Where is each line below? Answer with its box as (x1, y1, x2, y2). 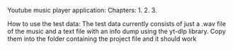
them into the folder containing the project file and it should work (7, 35, 197, 43)
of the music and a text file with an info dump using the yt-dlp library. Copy (7, 27, 227, 35)
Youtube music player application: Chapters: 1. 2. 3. (7, 6, 157, 14)
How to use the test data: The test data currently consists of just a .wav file (7, 20, 227, 27)
